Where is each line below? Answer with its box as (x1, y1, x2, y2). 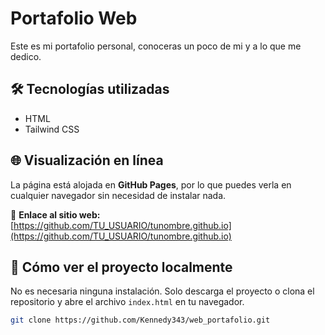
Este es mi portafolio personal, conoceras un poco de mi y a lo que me (10, 40, 302, 52)
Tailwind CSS (24, 123, 80, 135)
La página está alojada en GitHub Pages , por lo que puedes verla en (10, 178, 292, 191)
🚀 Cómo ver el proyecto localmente (10, 258, 233, 276)
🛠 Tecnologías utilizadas (10, 81, 170, 98)
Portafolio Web (10, 7, 138, 30)
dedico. (10, 50, 42, 62)
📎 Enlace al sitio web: (10, 208, 101, 221)
